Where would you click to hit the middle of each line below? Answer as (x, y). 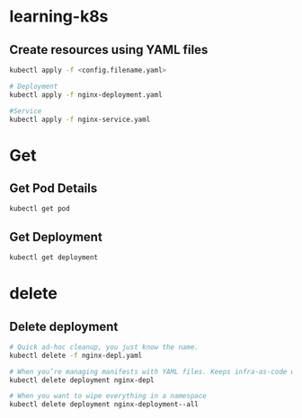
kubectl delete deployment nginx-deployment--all (104, 405)
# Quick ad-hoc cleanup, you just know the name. (104, 347)
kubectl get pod (40, 209)
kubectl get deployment (54, 257)
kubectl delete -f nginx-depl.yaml (76, 355)
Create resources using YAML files (109, 50)
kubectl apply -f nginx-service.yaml (80, 119)
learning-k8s (59, 17)
